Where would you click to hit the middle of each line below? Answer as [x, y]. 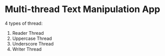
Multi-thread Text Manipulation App [82, 9]
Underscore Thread [33, 43]
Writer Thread [27, 49]
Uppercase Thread [32, 38]
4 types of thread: [24, 23]
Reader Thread [28, 33]
